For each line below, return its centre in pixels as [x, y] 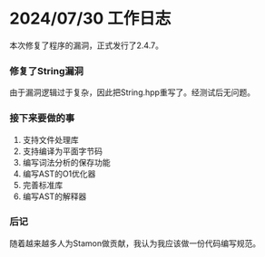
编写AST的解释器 [54, 196]
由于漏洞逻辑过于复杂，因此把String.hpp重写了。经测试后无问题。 [132, 92]
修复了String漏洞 [47, 71]
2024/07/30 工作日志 [90, 19]
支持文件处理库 [50, 139]
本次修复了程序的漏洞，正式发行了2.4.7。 [86, 45]
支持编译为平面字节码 [62, 151]
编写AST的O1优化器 [59, 174]
